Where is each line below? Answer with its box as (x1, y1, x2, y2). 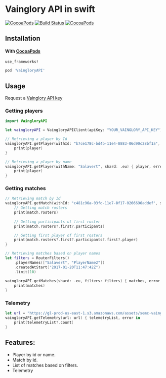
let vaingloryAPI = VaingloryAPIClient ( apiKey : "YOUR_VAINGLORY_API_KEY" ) (5, 127, 163, 132)
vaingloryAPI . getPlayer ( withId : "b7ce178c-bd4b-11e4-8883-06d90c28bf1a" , (5, 141, 161, 146)
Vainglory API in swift (5, 3, 95, 15)
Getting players (5, 108, 43, 115)
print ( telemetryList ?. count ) (14, 320, 74, 325)
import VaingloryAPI (5, 119, 48, 124)
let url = (5, 311, 26, 316)
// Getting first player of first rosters (14, 233, 103, 238)
